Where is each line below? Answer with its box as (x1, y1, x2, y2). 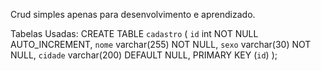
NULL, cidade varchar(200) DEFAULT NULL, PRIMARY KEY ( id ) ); (10, 49, 278, 61)
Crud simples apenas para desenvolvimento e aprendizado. (10, 9, 256, 20)
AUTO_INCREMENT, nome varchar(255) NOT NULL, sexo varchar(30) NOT (10, 39, 312, 50)
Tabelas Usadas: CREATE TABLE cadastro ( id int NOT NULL (10, 28, 259, 39)
